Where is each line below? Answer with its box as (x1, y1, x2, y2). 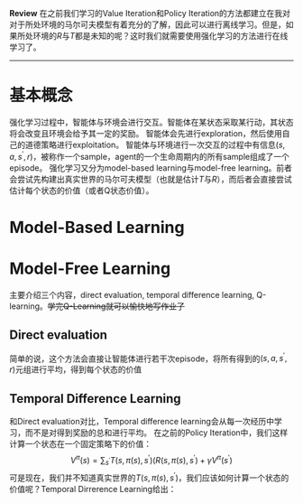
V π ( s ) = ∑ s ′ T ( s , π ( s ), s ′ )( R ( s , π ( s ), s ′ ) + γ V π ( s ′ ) (70, 453, 233, 468)
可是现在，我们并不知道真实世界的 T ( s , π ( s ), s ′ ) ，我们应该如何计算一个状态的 (9, 470, 289, 483)
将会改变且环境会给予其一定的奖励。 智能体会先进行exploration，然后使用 (9, 127, 282, 138)
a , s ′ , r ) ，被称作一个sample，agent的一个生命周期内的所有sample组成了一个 (9, 149, 290, 162)
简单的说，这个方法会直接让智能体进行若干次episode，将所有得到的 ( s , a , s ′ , (9, 351, 288, 364)
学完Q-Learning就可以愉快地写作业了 (47, 301, 185, 312)
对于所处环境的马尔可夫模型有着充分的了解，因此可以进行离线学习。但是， (9, 19, 286, 30)
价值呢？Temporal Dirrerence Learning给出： (9, 484, 177, 495)
